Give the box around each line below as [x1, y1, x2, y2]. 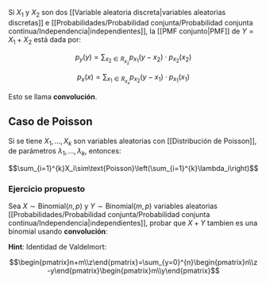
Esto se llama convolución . [8, 91, 98, 101]
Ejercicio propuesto [8, 184, 86, 195]
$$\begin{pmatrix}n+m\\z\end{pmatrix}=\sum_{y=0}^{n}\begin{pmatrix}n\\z [9, 258, 258, 267]
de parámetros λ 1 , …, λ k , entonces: [8, 146, 121, 158]
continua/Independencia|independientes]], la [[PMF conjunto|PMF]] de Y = [8, 26, 254, 36]
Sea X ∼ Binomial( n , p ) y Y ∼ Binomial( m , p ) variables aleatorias [8, 201, 218, 211]
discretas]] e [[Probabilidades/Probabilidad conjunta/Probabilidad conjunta [8, 17, 253, 27]
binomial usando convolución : [8, 227, 109, 236]
